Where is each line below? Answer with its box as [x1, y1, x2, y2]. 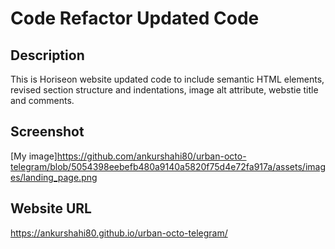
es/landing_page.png [10, 171, 98, 183]
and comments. [10, 95, 75, 106]
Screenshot [10, 123, 85, 141]
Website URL [10, 200, 92, 217]
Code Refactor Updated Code [10, 7, 260, 30]
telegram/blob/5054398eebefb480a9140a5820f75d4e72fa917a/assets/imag [10, 160, 326, 172]
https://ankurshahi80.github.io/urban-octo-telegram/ [10, 227, 228, 239]
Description [10, 47, 85, 64]
